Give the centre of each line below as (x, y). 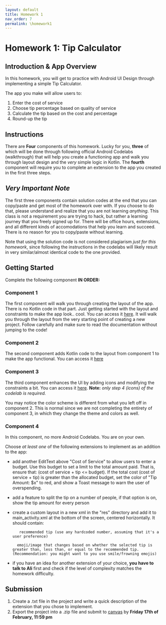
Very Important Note (38, 189)
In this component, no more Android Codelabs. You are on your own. (75, 437)
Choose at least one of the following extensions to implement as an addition (83, 446)
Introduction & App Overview (51, 66)
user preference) (30, 536)
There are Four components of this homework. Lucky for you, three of (77, 147)
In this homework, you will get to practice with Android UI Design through (80, 78)
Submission (24, 589)
